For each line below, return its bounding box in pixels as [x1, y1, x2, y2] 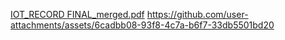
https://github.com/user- [146, 9, 249, 20]
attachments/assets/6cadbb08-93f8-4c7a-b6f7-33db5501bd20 [10, 19, 275, 31]
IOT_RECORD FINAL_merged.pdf [10, 9, 145, 20]
